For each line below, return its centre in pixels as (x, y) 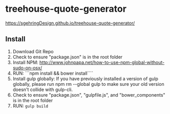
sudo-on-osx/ (27, 67)
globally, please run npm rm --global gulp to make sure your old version (89, 84)
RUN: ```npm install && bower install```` (53, 73)
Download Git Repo (33, 51)
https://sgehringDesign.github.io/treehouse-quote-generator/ (70, 23)
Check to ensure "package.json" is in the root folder (68, 57)
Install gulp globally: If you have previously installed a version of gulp (86, 78)
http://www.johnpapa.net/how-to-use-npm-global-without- (102, 62)
